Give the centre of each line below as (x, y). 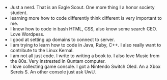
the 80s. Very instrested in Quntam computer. (58, 61)
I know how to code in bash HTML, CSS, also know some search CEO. (83, 29)
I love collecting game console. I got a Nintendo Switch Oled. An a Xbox (85, 66)
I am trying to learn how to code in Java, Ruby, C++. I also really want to (86, 45)
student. (19, 13)
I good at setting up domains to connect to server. (62, 39)
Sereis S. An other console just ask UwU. (53, 72)
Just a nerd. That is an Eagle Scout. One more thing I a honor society (82, 7)
